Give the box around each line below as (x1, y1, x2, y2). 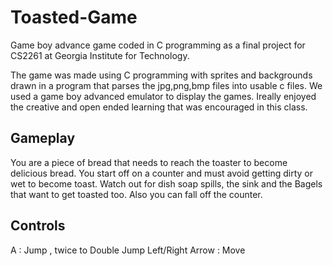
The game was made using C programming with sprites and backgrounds (10, 69, 313, 81)
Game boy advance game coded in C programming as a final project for (10, 39, 306, 51)
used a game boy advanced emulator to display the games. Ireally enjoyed (10, 90, 317, 102)
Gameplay (10, 130, 76, 147)
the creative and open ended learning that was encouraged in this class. (10, 101, 308, 113)
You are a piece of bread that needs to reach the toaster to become (10, 156, 288, 168)
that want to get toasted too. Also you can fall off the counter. (10, 188, 263, 200)
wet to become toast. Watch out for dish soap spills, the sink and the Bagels (10, 177, 323, 190)
